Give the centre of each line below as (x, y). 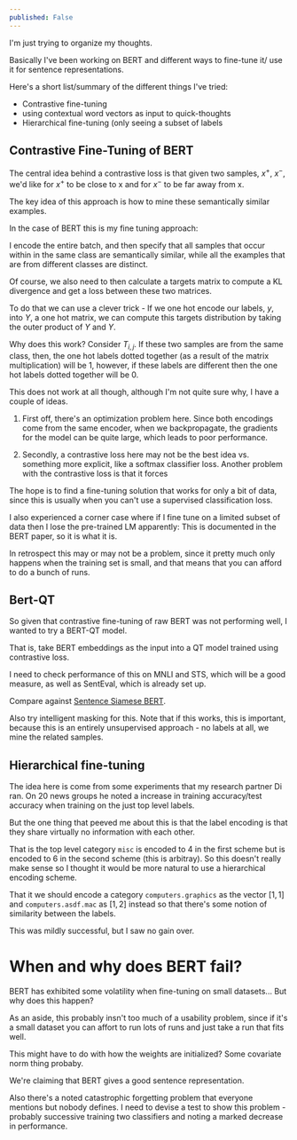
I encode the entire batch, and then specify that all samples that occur (137, 245)
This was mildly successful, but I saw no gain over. (102, 931)
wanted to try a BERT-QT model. (68, 630)
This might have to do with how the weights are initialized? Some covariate (145, 1054)
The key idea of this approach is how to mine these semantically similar (140, 202)
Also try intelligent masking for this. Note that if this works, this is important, (148, 718)
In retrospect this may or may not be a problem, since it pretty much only (142, 553)
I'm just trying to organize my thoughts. (81, 43)
